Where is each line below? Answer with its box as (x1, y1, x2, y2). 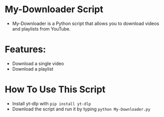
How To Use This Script (5, 84, 105, 95)
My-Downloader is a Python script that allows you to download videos (12, 20, 159, 26)
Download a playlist (12, 66, 54, 72)
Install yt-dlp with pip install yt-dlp (12, 100, 91, 106)
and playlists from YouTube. (12, 25, 71, 32)
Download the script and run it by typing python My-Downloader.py (12, 106, 151, 112)
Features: (5, 44, 46, 55)
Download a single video (12, 60, 64, 67)
